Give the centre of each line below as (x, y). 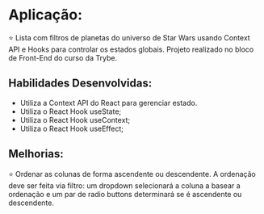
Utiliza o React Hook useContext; (75, 120)
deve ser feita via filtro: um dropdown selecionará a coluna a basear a (124, 185)
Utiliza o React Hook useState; (71, 111)
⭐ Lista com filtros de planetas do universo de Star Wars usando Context (129, 37)
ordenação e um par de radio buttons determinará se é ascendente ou (125, 194)
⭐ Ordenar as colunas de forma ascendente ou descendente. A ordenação (132, 174)
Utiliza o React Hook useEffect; (71, 128)
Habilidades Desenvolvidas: (80, 84)
